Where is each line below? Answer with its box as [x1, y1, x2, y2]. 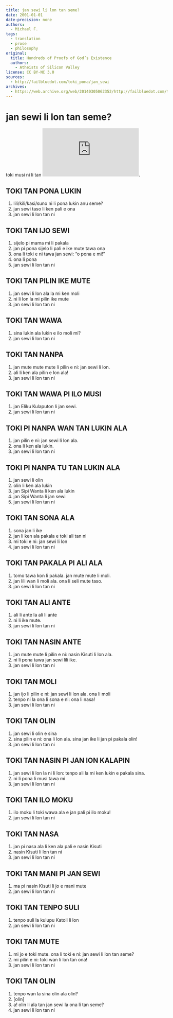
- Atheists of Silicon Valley [15, 65, 80, 70]
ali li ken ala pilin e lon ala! [13, 369, 69, 376]
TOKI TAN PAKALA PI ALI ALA [6, 559, 103, 568]
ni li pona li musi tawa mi [13, 775, 66, 781]
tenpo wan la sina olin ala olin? [13, 990, 79, 996]
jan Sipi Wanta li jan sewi [13, 493, 66, 499]
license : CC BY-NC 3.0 [6, 70, 54, 75]
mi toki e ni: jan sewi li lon [13, 538, 68, 545]
